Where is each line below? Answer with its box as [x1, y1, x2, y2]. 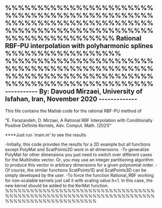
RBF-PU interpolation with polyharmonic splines [5, 42, 153, 50]
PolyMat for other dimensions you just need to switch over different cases [5, 152, 152, 157]
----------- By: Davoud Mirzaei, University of [5, 87, 143, 96]
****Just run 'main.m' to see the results [5, 132, 87, 138]
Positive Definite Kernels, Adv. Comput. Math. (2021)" [5, 122, 112, 128]
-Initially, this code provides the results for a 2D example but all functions [5, 141, 151, 147]
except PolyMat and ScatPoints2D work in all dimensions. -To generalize [5, 146, 149, 152]
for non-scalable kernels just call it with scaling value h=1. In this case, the [5, 177, 153, 183]
